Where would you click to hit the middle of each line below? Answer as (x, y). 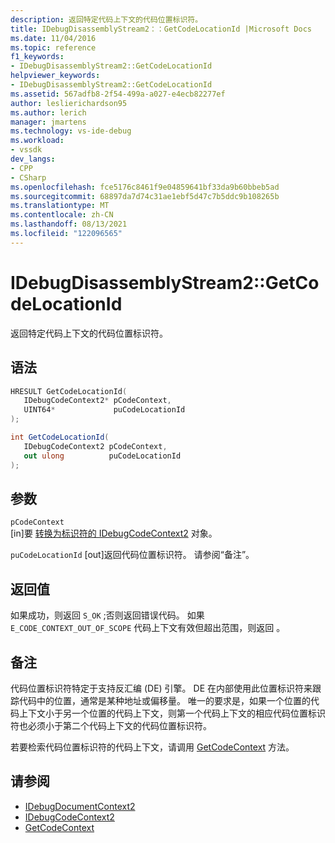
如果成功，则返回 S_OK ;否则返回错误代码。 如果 (107, 615)
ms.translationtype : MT (60, 206)
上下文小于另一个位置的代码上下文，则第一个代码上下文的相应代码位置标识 (172, 713)
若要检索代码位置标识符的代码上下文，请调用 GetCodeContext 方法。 (152, 747)
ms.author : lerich (48, 112)
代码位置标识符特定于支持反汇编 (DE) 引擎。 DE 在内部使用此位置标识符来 (161, 688)
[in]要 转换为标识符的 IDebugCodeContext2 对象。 (114, 533)
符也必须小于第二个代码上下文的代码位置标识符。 (111, 725)
